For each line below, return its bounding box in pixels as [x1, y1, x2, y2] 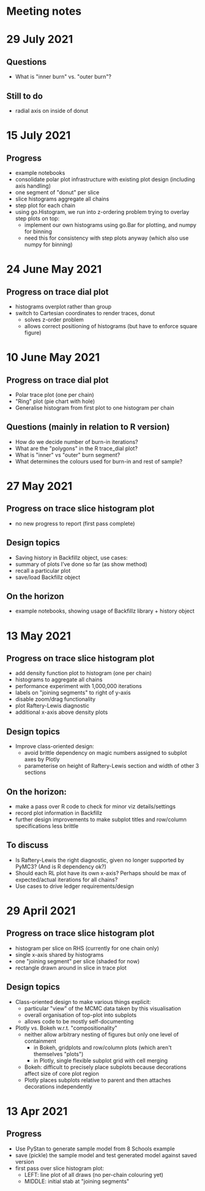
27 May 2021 [6, 480, 73, 493]
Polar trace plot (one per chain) [15, 391, 94, 398]
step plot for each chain [15, 202, 75, 209]
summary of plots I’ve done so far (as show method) [15, 560, 148, 568]
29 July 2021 [6, 33, 73, 47]
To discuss [6, 840, 49, 851]
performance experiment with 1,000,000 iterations [15, 683, 142, 690]
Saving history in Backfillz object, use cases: [15, 554, 128, 561]
